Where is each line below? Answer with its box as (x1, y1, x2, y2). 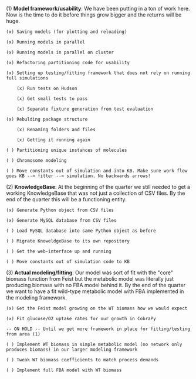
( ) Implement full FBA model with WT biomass (6, 367, 122, 373)
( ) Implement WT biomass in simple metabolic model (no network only (6, 341, 183, 347)
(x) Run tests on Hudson (16, 85, 77, 91)
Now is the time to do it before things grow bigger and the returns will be (6, 11, 182, 18)
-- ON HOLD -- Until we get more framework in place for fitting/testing (6, 326, 191, 332)
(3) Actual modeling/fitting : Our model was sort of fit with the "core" (6, 269, 174, 276)
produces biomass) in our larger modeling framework (6, 347, 138, 353)
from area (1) (6, 331, 41, 337)
